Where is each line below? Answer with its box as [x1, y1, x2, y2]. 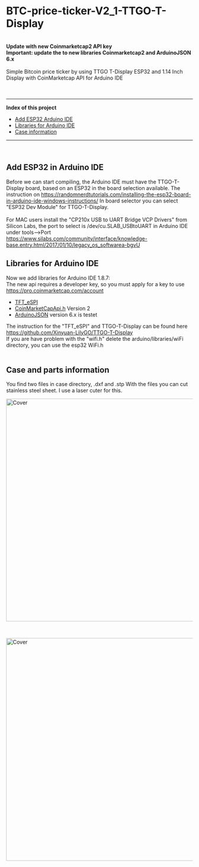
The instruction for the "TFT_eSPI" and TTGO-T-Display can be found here [6, 322, 188, 330]
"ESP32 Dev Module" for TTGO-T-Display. [6, 203, 109, 210]
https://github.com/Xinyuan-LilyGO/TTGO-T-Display [6, 328, 133, 336]
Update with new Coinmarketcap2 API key [6, 43, 113, 50]
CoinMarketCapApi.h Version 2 [14, 305, 91, 312]
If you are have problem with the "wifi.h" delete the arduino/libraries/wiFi [6, 335, 184, 342]
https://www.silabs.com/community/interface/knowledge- [6, 235, 148, 242]
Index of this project [6, 104, 57, 111]
